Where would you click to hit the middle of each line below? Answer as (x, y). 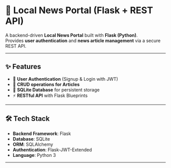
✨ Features (23, 67)
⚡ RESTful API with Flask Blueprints (50, 95)
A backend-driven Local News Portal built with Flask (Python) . (72, 35)
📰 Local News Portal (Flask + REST (79, 10)
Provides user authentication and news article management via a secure (83, 41)
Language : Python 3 (34, 155)
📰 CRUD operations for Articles (46, 84)
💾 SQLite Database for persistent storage (56, 90)
